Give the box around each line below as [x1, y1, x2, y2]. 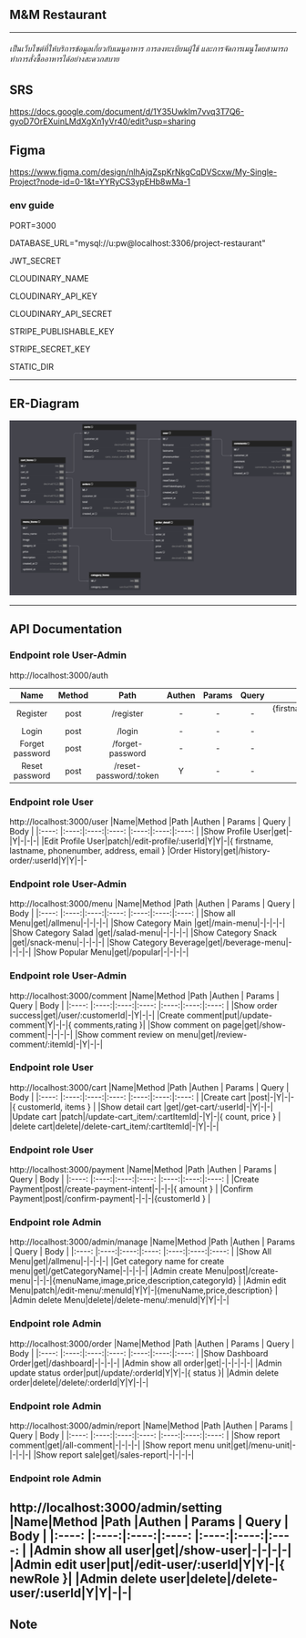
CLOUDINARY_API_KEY [9, 291, 98, 302]
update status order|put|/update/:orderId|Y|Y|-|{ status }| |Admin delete [9, 1367, 280, 1378]
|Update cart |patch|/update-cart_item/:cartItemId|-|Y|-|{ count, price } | [9, 1111, 281, 1121]
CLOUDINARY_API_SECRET [9, 308, 113, 319]
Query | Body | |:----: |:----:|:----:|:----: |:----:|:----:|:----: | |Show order [9, 999, 278, 1010]
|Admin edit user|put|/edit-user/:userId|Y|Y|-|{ [9, 1557, 285, 1572]
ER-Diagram [9, 395, 80, 411]
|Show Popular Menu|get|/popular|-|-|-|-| [33, 947, 189, 957]
